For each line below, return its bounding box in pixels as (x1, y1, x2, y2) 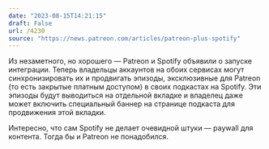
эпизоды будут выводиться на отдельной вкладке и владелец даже (8, 90, 243, 101)
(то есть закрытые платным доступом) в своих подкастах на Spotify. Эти (8, 82, 262, 92)
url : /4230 (8, 27, 45, 35)
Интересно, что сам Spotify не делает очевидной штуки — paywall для (8, 123, 254, 133)
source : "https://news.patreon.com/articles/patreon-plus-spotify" (8, 34, 241, 43)
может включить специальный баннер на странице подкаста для (8, 99, 235, 109)
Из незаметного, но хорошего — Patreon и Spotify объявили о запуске (8, 56, 253, 66)
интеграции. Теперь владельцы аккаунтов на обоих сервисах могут (8, 65, 245, 75)
